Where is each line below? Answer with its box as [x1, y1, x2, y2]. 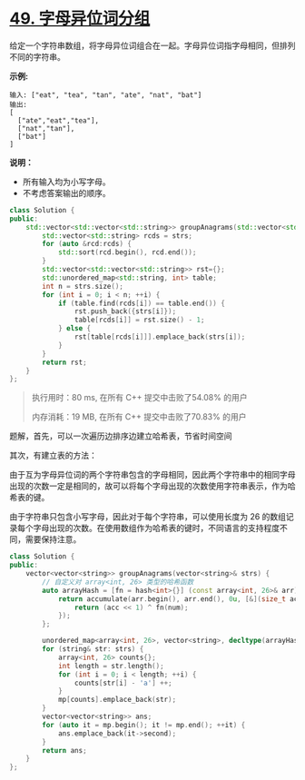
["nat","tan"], [17, 123, 75, 133]
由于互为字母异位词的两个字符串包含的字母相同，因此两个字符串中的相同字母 [9, 469, 296, 480]
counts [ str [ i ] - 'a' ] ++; [74, 678, 172, 687]
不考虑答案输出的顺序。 [22, 187, 111, 198]
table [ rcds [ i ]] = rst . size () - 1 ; [74, 315, 205, 325]
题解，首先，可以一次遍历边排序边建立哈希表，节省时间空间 [9, 430, 232, 441]
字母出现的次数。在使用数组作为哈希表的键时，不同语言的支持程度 [33, 523, 280, 534]
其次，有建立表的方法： [9, 450, 97, 461]
